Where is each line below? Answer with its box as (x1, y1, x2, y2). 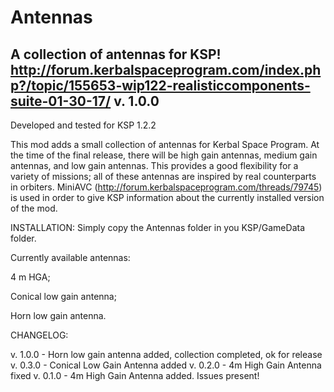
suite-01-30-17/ (10, 92, 112, 110)
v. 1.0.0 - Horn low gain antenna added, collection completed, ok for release (10, 349, 323, 360)
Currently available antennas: (10, 252, 131, 263)
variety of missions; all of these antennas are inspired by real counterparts (10, 171, 317, 182)
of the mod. (10, 202, 58, 214)
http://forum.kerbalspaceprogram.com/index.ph (10, 61, 322, 78)
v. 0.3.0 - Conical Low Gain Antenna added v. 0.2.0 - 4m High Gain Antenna (10, 359, 322, 371)
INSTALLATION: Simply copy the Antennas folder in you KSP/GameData (10, 222, 305, 233)
